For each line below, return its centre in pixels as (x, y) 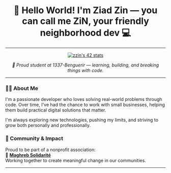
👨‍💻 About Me (22, 88)
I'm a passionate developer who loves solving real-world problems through (84, 99)
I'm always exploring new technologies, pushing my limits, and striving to (82, 120)
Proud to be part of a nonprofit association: (50, 150)
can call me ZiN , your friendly (85, 21)
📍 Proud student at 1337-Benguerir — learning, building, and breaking (85, 65)
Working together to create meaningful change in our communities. (76, 160)
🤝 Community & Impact (34, 139)
